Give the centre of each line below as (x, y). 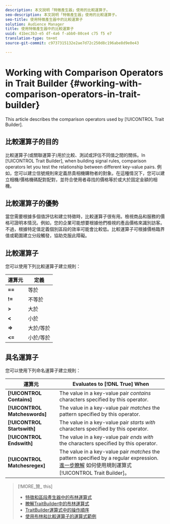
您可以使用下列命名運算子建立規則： (43, 370)
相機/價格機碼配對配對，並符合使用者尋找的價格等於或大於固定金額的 (81, 179)
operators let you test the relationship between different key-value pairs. (80, 167)
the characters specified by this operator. (109, 443)
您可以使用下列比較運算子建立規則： (43, 266)
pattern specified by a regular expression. (109, 458)
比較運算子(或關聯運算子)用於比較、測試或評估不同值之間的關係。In (75, 155)
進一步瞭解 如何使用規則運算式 (96, 465)
